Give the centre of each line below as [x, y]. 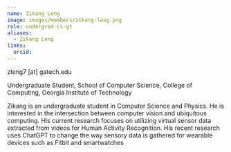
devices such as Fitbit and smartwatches [66, 142]
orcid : [23, 53]
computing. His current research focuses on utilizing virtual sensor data [109, 120]
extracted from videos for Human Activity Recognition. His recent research [113, 128]
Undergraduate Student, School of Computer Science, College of [100, 85]
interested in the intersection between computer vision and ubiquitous [107, 113]
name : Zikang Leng [34, 13]
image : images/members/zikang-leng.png [65, 20]
